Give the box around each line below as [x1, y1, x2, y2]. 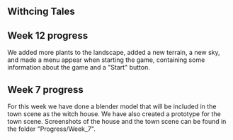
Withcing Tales [7, 6, 76, 18]
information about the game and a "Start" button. [7, 63, 150, 72]
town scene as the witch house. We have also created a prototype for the [7, 110, 221, 118]
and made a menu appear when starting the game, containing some [7, 56, 205, 64]
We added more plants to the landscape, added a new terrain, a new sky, [7, 49, 221, 57]
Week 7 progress [7, 84, 84, 96]
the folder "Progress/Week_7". [7, 125, 96, 133]
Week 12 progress [7, 30, 89, 42]
